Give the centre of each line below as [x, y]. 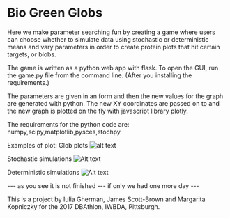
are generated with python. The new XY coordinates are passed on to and [113, 103]
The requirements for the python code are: [68, 124]
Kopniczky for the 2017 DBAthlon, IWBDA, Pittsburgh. [84, 206]
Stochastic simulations [39, 159]
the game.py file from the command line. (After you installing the [100, 75]
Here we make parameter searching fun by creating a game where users [112, 32]
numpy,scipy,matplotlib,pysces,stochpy [64, 132]
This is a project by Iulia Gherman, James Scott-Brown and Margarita [106, 199]
